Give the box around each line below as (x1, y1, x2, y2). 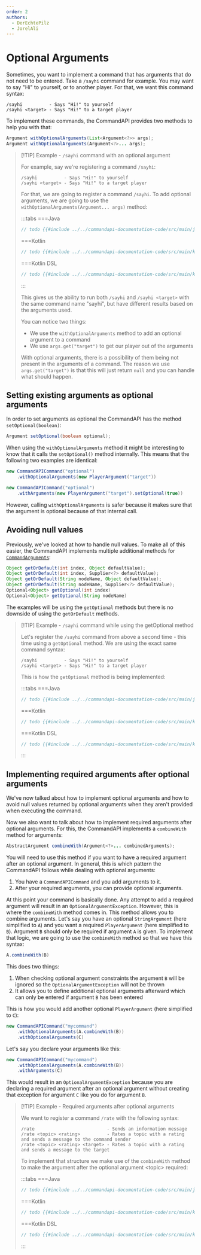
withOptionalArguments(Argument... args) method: (20, 203, 148, 210)
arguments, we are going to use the (20, 197, 109, 204)
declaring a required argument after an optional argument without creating (6, 1085, 190, 1092)
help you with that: (6, 124, 52, 131)
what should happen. (20, 373, 73, 380)
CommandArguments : (6, 553, 51, 561)
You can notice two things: (20, 318, 87, 325)
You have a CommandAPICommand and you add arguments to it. (14, 878, 162, 885)
